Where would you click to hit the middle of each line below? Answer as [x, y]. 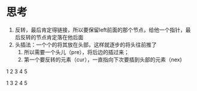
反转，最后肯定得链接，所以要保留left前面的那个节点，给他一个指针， [100, 30]
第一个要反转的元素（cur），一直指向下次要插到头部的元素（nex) [103, 59]
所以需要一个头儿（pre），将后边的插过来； [77, 52]
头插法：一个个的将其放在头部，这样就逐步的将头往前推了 [86, 45]
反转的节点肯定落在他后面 [52, 37]
